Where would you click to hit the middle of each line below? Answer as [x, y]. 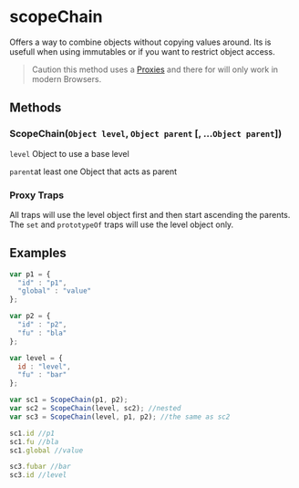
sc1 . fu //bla [34, 441]
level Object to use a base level [69, 153]
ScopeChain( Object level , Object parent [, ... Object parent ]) [146, 134]
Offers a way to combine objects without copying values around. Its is [140, 42]
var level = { [36, 358]
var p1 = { [30, 274]
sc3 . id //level [38, 475]
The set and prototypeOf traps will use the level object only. [122, 224]
